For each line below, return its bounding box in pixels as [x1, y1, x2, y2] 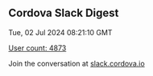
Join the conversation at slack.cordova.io [8, 58, 145, 68]
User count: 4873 [8, 43, 67, 53]
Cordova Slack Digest [8, 6, 119, 20]
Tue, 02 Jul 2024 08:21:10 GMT [8, 27, 113, 37]
